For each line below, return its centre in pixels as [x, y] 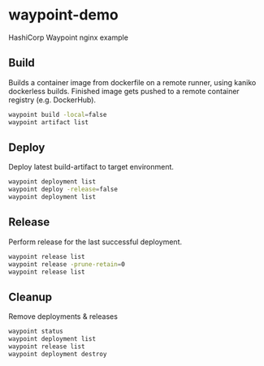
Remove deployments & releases [63, 316]
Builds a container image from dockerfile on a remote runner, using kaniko [132, 82]
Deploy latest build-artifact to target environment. [91, 167]
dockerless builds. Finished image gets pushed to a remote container [124, 91]
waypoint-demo [64, 15]
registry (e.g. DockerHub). [52, 100]
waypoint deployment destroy [58, 354]
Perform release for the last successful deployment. [95, 242]
